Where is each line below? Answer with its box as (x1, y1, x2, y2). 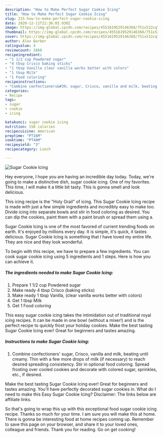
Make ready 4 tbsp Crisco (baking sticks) (12, 287, 95, 293)
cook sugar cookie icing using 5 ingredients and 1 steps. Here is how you (5, 253, 151, 259)
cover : (5, 34, 18, 39)
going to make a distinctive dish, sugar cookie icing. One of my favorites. (5, 179, 150, 185)
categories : (5, 88, 29, 93)
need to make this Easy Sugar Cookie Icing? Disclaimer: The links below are (5, 391, 157, 397)
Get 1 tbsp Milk (12, 297, 42, 303)
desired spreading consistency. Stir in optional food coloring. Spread (12, 361, 149, 367)
